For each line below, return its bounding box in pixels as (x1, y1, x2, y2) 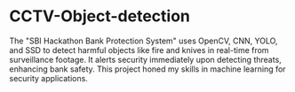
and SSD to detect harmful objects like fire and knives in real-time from (9, 44, 269, 55)
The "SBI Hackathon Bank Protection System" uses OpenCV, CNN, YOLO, (9, 35, 278, 46)
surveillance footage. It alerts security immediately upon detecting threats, (9, 54, 282, 65)
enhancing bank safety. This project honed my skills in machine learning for (9, 64, 286, 74)
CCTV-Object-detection (9, 6, 191, 27)
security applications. (9, 73, 89, 83)
